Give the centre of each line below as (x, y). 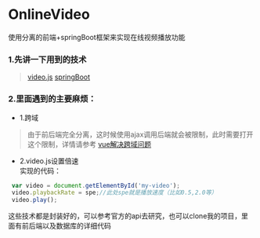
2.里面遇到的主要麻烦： (52, 99)
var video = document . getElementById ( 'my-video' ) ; (96, 185)
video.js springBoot (59, 77)
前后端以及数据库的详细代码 (66, 226)
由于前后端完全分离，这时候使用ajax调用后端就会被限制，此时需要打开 (140, 134)
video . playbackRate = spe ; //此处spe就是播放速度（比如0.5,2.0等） (114, 193)
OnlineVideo (49, 15)
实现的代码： (40, 170)
